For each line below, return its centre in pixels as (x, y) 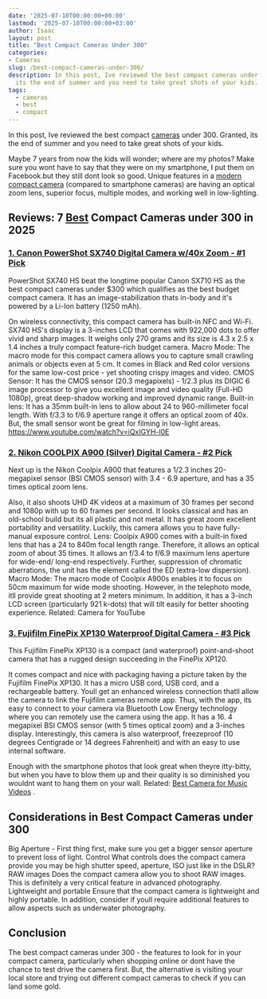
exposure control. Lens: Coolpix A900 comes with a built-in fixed (141, 536)
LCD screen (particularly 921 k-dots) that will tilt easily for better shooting (129, 604)
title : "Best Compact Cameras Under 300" (78, 46)
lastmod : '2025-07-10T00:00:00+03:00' (73, 23)
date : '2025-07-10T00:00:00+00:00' (67, 16)
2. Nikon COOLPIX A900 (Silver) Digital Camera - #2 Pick (120, 452)
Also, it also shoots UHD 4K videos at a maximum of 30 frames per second (131, 502)
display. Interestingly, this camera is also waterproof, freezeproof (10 (121, 734)
